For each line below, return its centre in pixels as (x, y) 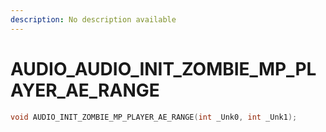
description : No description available (93, 19)
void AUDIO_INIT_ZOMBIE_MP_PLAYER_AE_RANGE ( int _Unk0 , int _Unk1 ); (154, 117)
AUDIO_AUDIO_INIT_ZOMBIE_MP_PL (163, 68)
